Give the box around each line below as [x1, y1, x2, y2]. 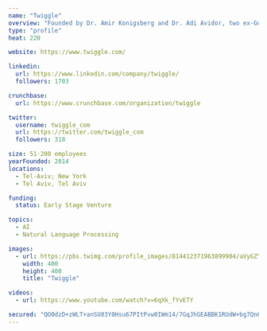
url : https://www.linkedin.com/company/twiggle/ [15, 70, 180, 78]
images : [8, 244, 34, 253]
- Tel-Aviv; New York [15, 172, 87, 180]
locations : [8, 165, 44, 173]
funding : [8, 194, 37, 202]
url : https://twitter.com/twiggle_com [15, 128, 145, 136]
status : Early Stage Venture [15, 201, 112, 209]
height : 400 [22, 267, 62, 275]
